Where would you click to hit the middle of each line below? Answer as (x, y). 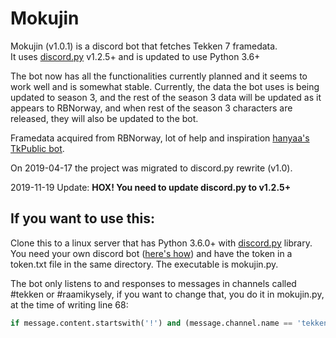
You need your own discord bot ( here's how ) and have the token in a (151, 253)
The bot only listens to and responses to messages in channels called (153, 283)
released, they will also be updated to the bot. (104, 118)
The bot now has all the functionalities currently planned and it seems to (159, 76)
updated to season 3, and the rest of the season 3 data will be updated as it (166, 97)
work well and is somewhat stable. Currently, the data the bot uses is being (165, 86)
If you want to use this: (83, 218)
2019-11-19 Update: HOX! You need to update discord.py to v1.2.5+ (151, 187)
